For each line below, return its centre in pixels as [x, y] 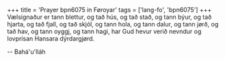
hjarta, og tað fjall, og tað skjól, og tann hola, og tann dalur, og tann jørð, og [113, 24]
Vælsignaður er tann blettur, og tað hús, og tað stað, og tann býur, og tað [109, 17]
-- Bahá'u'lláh [26, 52]
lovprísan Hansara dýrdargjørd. [51, 39]
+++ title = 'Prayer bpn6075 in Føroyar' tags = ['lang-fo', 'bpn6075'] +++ [109, 10]
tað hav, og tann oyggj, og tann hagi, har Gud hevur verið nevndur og [104, 31]
